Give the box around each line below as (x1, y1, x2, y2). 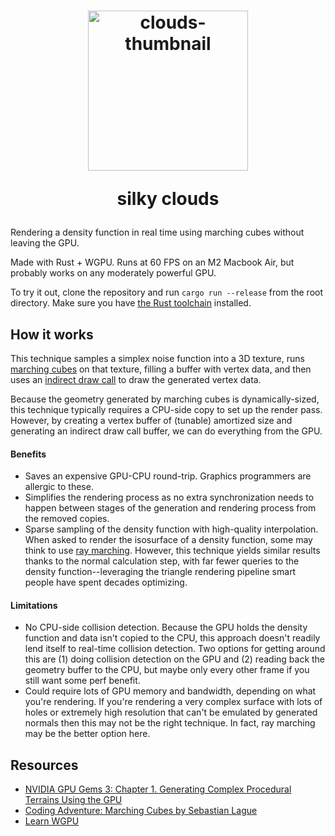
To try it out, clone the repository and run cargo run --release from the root (10, 286, 324, 299)
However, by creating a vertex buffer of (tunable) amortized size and (10, 415, 293, 426)
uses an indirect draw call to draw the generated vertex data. (10, 374, 262, 385)
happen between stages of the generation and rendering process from (24, 502, 317, 514)
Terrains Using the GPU (24, 794, 123, 806)
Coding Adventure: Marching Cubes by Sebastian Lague (24, 805, 258, 817)
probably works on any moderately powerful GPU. (10, 267, 217, 279)
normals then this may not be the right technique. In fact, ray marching (24, 717, 316, 729)
